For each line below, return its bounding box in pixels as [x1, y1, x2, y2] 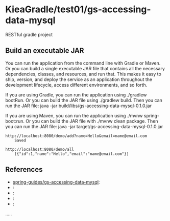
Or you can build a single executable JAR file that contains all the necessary [5, 65, 165, 71]
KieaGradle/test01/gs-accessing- [5, 4, 152, 15]
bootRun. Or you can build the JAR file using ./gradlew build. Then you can [5, 97, 162, 103]
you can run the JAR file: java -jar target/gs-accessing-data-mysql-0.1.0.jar [5, 123, 163, 129]
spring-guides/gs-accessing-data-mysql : [12, 178, 100, 185]
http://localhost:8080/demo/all [5, 147, 74, 152]
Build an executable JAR [5, 46, 84, 55]
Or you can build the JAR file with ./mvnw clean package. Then [25, 118, 158, 124]
